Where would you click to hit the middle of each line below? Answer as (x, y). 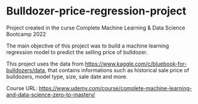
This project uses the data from (45, 64)
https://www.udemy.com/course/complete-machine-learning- (115, 88)
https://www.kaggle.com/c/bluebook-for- (136, 64)
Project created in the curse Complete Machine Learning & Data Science (96, 28)
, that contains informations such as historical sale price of (117, 70)
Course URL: (22, 88)
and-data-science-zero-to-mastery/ (51, 94)
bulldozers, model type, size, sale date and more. (67, 76)
